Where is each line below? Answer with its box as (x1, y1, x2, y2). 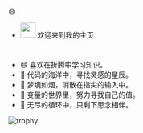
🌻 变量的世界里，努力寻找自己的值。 (19, 90, 140, 99)
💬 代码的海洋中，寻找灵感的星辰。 (19, 70, 133, 79)
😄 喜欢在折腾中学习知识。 (19, 60, 108, 70)
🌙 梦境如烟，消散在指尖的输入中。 (19, 80, 133, 90)
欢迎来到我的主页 (37, 30, 94, 39)
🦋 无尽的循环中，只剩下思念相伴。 (19, 100, 133, 110)
